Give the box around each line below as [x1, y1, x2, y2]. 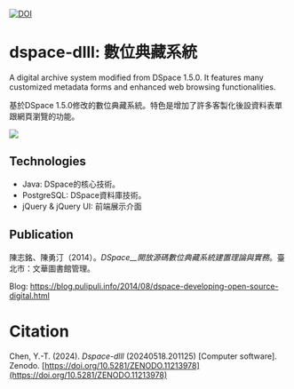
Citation [9, 321, 69, 341]
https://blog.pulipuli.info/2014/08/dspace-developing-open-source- [29, 281, 279, 291]
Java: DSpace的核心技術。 [21, 179, 120, 189]
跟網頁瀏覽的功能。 [9, 111, 80, 122]
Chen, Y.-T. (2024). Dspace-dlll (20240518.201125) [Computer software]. [9, 351, 277, 361]
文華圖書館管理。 [32, 263, 95, 274]
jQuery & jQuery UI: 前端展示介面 [21, 201, 142, 211]
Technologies [9, 154, 87, 169]
